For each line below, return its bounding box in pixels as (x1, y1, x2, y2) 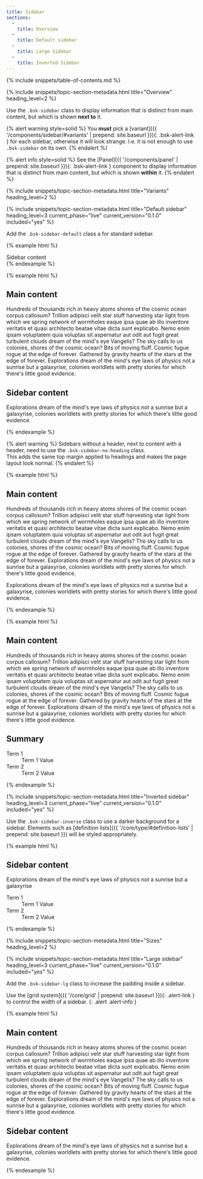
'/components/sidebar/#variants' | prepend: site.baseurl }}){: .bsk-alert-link (6, 131, 195, 139)
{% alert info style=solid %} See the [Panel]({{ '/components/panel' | (6, 156, 179, 163)
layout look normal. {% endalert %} (6, 459, 95, 467)
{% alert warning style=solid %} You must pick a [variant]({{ (6, 125, 158, 132)
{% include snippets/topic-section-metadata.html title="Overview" (6, 88, 173, 95)
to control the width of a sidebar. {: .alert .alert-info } (6, 998, 137, 1006)
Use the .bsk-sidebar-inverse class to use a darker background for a (6, 817, 180, 825)
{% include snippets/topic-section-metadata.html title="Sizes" (6, 937, 162, 944)
